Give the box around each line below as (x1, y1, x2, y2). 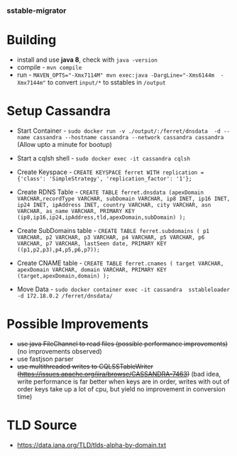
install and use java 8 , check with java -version (16, 55, 158, 64)
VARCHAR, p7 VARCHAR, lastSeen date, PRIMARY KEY (16, 240, 167, 247)
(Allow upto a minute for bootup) (16, 140, 113, 148)
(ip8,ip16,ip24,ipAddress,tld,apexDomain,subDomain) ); (16, 214, 186, 221)
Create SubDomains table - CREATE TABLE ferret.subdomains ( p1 (16, 226, 210, 234)
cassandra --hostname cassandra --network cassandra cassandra (33, 134, 224, 141)
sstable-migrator (6, 6, 67, 16)
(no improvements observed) (16, 347, 102, 355)
